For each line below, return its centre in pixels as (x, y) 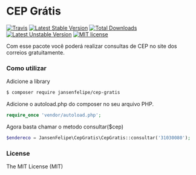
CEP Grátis (34, 11)
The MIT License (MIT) (35, 167)
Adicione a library (28, 81)
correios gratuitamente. (36, 52)
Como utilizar (26, 68)
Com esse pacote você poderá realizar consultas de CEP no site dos (92, 46)
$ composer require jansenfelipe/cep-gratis (63, 93)
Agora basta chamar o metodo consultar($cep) (65, 127)
